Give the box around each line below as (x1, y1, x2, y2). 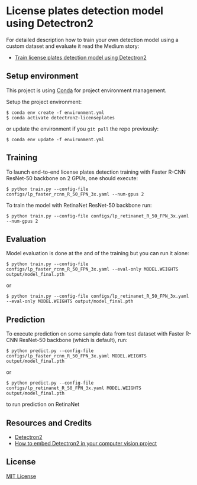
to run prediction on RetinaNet (6, 401, 80, 408)
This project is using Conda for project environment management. (6, 87, 167, 94)
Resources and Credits (6, 418, 92, 428)
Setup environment (6, 71, 79, 81)
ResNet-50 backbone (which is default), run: (19, 337, 128, 344)
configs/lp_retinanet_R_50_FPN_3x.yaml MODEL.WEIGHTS (6, 385, 142, 391)
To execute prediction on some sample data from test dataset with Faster (6, 330, 185, 337)
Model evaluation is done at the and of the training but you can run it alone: (6, 250, 189, 257)
